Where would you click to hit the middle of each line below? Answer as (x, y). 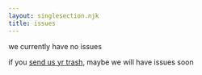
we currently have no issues (55, 46)
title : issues (32, 23)
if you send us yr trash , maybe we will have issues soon (101, 62)
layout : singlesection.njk (54, 16)
